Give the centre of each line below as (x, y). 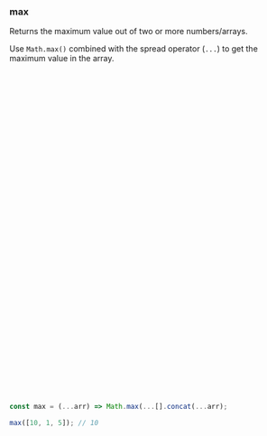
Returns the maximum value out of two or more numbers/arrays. (129, 32)
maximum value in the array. (62, 59)
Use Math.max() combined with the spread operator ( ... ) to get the (134, 49)
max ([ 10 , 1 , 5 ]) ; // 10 (54, 423)
